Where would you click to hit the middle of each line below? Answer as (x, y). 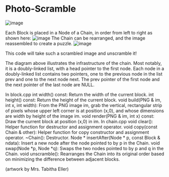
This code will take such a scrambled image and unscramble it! (71, 53)
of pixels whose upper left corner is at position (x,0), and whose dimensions (84, 111)
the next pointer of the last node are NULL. (50, 85)
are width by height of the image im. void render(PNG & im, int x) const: (80, 116)
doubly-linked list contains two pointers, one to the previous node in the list (84, 74)
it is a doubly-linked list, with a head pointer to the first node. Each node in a (85, 68)
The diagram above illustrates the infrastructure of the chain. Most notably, (84, 63)
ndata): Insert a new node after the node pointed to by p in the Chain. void (82, 143)
